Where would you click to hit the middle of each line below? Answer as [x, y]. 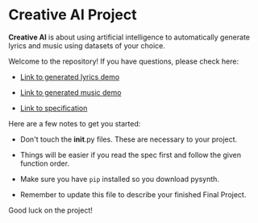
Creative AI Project [73, 15]
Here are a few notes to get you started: [75, 123]
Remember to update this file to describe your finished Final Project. [133, 194]
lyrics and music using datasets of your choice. [87, 45]
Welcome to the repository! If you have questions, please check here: [124, 61]
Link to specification [54, 108]
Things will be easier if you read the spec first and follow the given [131, 155]
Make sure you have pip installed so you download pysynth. [120, 179]
